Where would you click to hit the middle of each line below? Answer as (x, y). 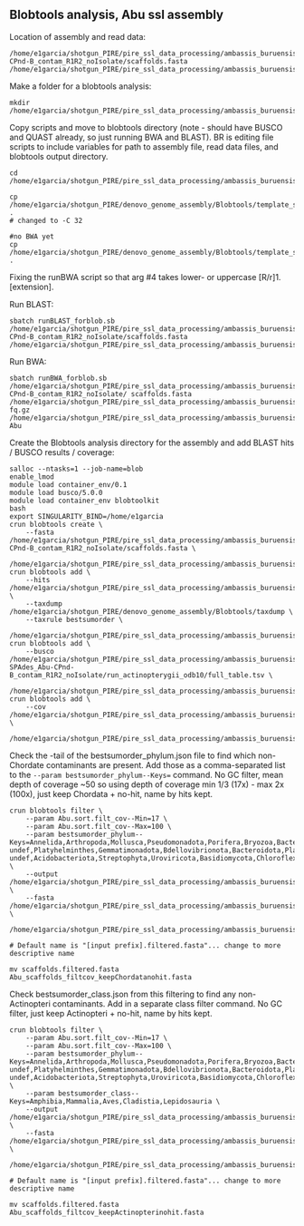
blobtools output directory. (59, 156)
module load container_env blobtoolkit (85, 501)
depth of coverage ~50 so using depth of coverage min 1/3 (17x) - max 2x (147, 784)
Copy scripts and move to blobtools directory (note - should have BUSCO (146, 127)
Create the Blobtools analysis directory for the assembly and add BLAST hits (152, 443)
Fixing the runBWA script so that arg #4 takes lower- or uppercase (133, 277)
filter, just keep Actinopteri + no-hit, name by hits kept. (111, 1013)
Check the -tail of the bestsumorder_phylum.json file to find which (133, 755)
